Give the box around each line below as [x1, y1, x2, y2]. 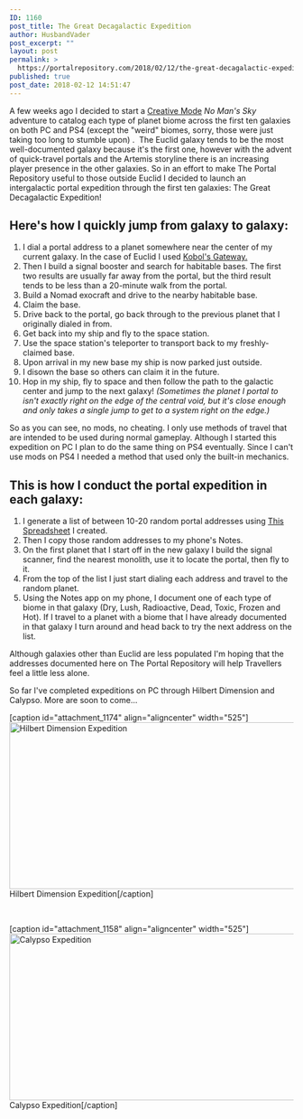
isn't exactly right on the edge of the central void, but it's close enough [22, 395, 287, 407]
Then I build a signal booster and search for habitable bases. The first [22, 261, 281, 272]
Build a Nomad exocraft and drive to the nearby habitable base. [22, 290, 259, 301]
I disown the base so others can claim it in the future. [22, 367, 220, 378]
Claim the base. [22, 299, 81, 310]
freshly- [240, 338, 270, 349]
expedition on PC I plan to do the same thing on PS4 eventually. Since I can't [9, 442, 294, 453]
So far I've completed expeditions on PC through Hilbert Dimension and [9, 685, 275, 696]
